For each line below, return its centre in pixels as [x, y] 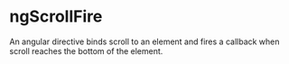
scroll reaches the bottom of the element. [86, 50]
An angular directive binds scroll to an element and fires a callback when [144, 41]
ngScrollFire [56, 17]
